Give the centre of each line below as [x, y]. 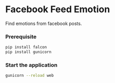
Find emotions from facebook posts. [44, 23]
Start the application [31, 65]
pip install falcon [26, 47]
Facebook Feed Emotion [58, 9]
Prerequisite [21, 37]
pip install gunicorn [28, 52]
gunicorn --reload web [30, 76]
